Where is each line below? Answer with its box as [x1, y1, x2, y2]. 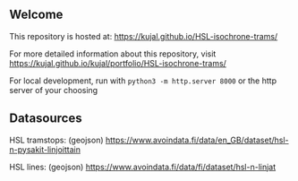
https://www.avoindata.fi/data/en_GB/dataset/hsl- [105, 134, 289, 145]
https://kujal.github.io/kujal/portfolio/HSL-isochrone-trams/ [9, 57, 226, 68]
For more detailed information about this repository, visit [9, 48, 217, 59]
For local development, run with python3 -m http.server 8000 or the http [9, 75, 277, 86]
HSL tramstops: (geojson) [9, 134, 105, 145]
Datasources [9, 111, 82, 126]
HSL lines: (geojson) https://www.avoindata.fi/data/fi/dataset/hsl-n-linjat [9, 161, 277, 172]
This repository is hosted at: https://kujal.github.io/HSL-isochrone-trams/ [9, 30, 278, 41]
